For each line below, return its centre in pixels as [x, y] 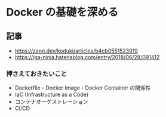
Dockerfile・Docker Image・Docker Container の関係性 [83, 88]
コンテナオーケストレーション [51, 101]
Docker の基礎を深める [62, 12]
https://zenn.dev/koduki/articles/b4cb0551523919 [76, 51]
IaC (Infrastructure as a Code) [51, 95]
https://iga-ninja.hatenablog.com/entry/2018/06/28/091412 [87, 57]
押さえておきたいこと [37, 73]
